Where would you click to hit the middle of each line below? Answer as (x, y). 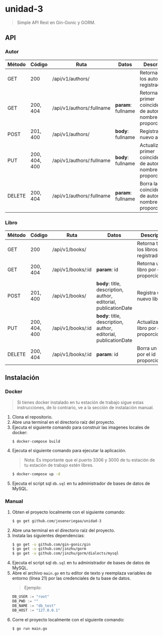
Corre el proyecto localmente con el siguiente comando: (68, 619)
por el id (147, 354)
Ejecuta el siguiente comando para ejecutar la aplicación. (69, 451)
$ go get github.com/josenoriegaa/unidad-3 (57, 521)
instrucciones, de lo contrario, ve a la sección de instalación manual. (85, 407)
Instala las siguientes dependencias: (48, 536)
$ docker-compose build (36, 441)
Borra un (147, 348)
